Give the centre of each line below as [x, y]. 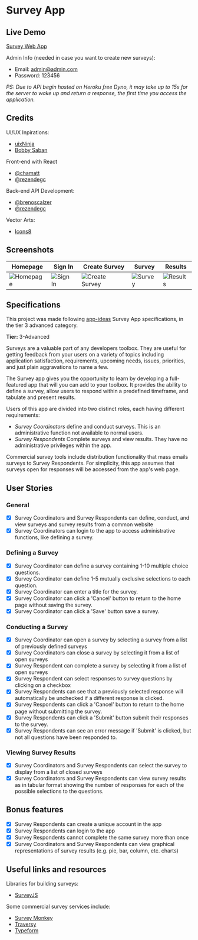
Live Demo [26, 32]
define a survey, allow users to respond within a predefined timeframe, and [97, 391]
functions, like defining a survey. [54, 537]
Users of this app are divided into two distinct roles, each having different [95, 409]
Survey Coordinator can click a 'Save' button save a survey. [87, 611]
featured [16, 385]
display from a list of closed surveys [59, 772]
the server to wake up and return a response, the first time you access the [96, 93]
